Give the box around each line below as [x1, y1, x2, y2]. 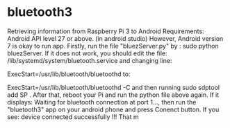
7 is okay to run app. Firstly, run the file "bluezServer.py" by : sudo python [7, 42, 219, 50]
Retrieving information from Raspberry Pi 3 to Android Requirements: [7, 27, 204, 35]
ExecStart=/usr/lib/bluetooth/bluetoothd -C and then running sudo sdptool [7, 83, 220, 91]
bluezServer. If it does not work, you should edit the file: [7, 49, 168, 57]
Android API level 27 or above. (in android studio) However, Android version [7, 34, 224, 42]
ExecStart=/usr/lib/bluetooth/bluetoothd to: [7, 70, 131, 78]
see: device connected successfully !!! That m [7, 112, 139, 121]
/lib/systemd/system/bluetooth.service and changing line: [7, 56, 172, 64]
